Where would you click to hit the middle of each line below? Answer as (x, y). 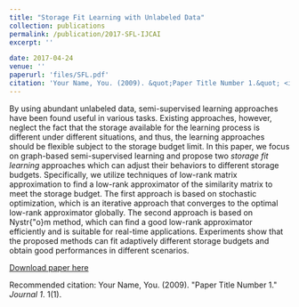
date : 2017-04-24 (41, 59)
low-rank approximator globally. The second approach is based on (131, 212)
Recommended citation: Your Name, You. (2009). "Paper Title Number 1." (143, 285)
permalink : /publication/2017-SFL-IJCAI (85, 34)
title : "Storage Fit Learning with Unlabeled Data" (107, 17)
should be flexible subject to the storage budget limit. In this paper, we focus (149, 146)
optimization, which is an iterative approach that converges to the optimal (144, 203)
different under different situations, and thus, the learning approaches (137, 137)
